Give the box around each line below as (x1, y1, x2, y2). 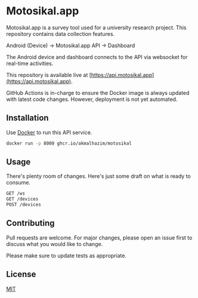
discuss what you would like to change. (6, 240, 103, 247)
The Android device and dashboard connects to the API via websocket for (6, 53, 188, 60)
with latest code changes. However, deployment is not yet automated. (6, 96, 178, 103)
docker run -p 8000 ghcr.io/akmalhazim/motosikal (6, 140, 132, 146)
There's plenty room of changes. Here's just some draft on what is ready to (6, 173, 191, 180)
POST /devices (6, 202, 42, 208)
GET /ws (6, 191, 26, 196)
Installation (6, 113, 49, 123)
